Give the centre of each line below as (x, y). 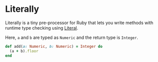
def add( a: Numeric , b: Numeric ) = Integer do (54, 46)
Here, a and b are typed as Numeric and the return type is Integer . (72, 37)
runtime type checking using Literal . (42, 28)
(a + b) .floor (24, 51)
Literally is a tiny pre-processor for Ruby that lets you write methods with (79, 23)
